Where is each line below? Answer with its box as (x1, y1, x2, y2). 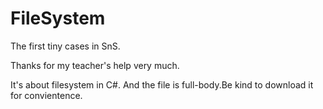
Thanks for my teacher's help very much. (10, 59, 180, 71)
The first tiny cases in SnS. (10, 40, 121, 52)
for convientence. (10, 89, 83, 101)
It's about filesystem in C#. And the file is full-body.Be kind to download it (10, 78, 314, 91)
